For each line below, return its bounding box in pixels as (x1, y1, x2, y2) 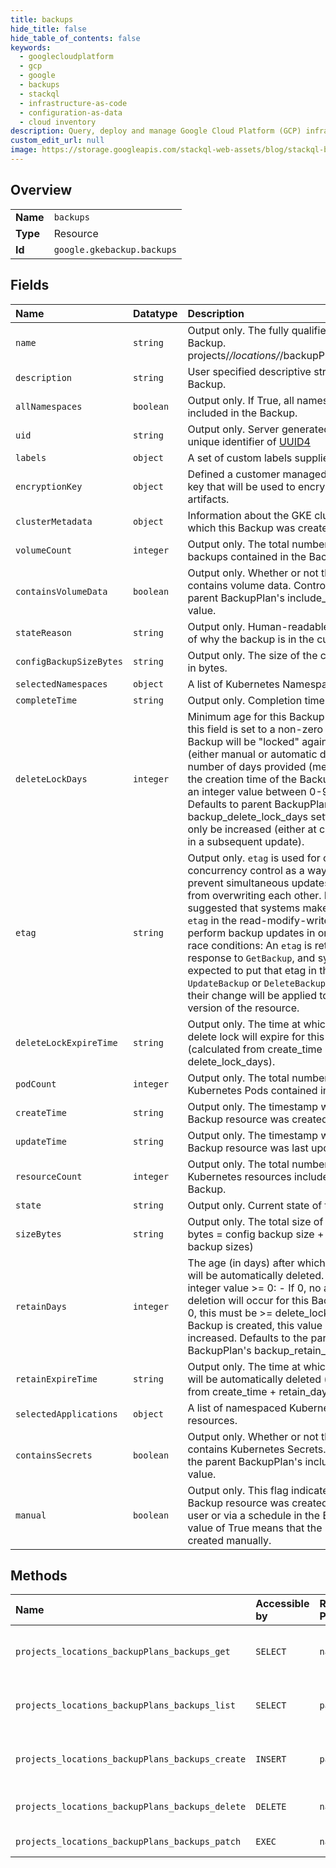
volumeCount (15, 544, 73, 556)
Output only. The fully (187, 323, 290, 337)
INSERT (255, 1754, 287, 1765)
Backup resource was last (187, 1141, 309, 1155)
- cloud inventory (19, 117, 97, 127)
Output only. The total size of (187, 1214, 324, 1228)
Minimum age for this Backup (187, 709, 325, 723)
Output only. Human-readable (187, 619, 330, 633)
